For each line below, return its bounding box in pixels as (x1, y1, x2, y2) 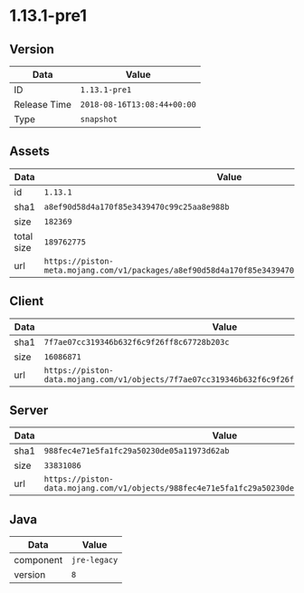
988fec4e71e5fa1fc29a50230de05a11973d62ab (43, 445, 230, 456)
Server (9, 403, 49, 418)
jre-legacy (71, 555, 119, 566)
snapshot (80, 114, 118, 124)
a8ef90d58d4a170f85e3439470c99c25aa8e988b (43, 201, 230, 212)
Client (9, 293, 44, 309)
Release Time (14, 99, 72, 110)
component (14, 554, 63, 567)
